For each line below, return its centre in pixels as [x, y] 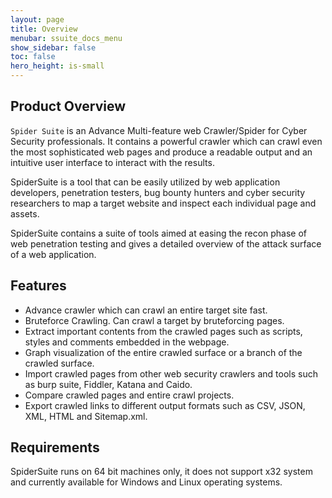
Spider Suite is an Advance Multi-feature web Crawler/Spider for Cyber [159, 130]
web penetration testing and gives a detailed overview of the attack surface [166, 243]
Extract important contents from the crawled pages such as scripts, [163, 331]
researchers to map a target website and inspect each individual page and [163, 203]
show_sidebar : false [53, 47]
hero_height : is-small [57, 66]
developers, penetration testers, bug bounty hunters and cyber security [158, 192]
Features [38, 286]
